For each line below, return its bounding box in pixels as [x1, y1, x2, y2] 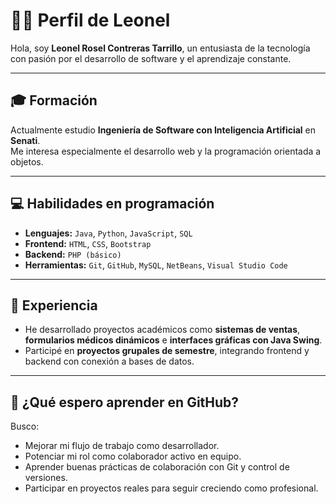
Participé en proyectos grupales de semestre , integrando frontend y [24, 345, 310, 357]
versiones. [24, 472, 68, 484]
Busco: [10, 420, 40, 433]
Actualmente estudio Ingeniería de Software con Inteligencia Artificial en [10, 124, 317, 136]
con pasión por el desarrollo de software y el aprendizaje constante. [10, 52, 292, 64]
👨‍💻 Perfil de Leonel [10, 9, 171, 32]
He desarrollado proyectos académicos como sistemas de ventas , [24, 324, 301, 336]
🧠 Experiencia [10, 297, 98, 314]
